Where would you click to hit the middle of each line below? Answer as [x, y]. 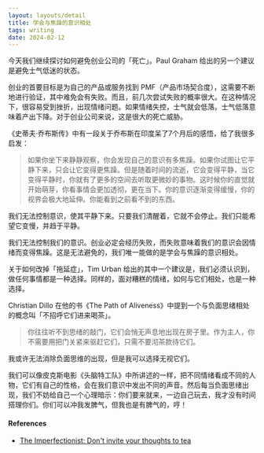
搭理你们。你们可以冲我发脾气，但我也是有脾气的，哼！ [97, 405]
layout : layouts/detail [47, 15]
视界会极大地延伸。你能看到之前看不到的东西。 [103, 199]
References [27, 423]
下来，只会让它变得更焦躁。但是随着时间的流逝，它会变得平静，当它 [145, 170]
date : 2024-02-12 [37, 37]
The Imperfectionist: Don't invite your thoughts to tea [105, 440]
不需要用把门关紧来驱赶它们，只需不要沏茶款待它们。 [114, 342]
